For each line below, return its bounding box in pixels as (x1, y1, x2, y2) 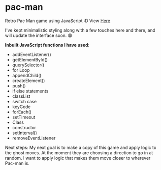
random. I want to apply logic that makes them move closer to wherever (5, 155, 151, 161)
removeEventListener (12, 135, 56, 141)
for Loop (12, 67, 30, 73)
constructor (12, 124, 36, 130)
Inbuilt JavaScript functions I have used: (5, 42, 90, 48)
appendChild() (12, 72, 42, 78)
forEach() (12, 109, 32, 114)
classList (12, 93, 31, 99)
